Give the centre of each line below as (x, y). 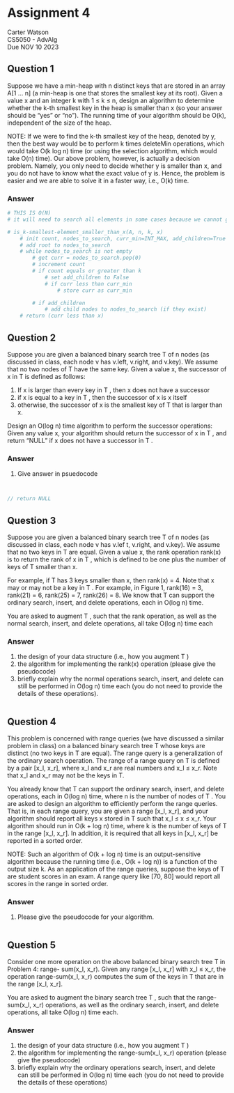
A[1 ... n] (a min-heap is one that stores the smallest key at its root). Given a (115, 93)
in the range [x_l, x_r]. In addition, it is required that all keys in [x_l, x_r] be (112, 833)
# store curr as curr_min (94, 290)
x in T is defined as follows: (46, 376)
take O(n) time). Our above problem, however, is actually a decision (104, 158)
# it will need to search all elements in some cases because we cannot (115, 219)
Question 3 (32, 520)
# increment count (59, 265)
